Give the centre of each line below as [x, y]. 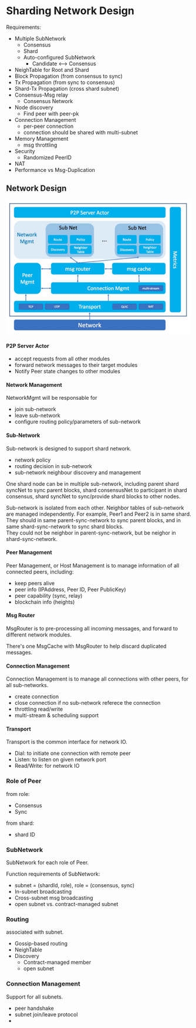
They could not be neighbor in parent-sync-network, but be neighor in [91, 533]
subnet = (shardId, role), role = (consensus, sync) [75, 885]
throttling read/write [39, 709]
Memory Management [41, 138]
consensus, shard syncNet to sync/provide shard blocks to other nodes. [93, 496]
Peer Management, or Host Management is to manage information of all [93, 565]
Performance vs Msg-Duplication [55, 170]
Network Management [34, 384]
